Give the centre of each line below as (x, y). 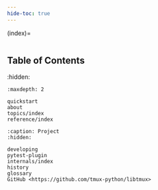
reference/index (30, 120)
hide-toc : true (29, 13)
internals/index (30, 162)
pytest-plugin (27, 156)
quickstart (23, 102)
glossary (19, 174)
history (18, 168)
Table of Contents (46, 61)
